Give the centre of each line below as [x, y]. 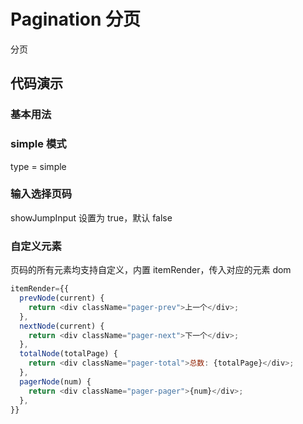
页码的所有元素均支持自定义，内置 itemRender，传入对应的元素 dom [151, 270]
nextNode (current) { [62, 326]
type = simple [38, 166]
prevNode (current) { [62, 298]
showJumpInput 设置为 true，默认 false [91, 217]
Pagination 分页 [76, 19]
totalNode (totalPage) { [68, 354]
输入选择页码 [41, 194]
